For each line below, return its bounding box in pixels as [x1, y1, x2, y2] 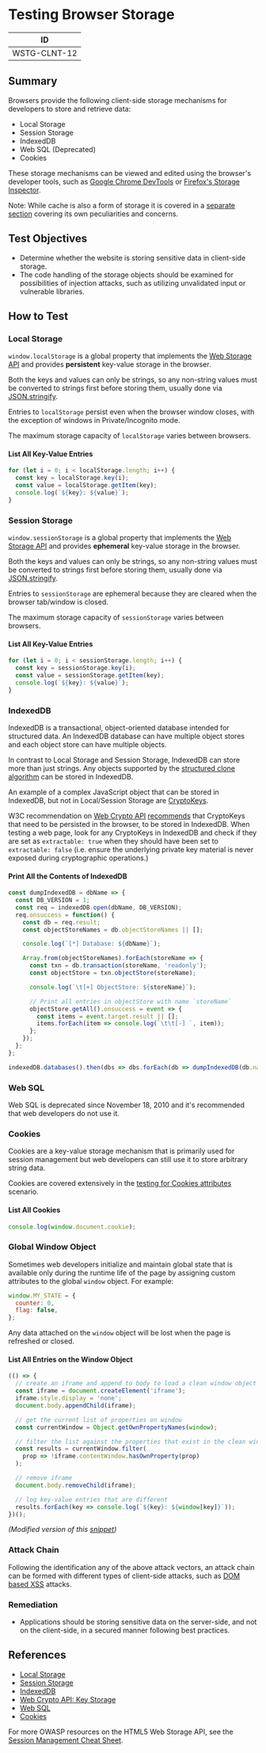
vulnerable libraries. [19, 287, 85, 296]
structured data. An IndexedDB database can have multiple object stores [8, 731, 245, 741]
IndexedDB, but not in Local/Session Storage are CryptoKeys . [8, 796, 209, 805]
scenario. [8, 1187, 39, 1197]
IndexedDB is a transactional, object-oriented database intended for [8, 723, 230, 732]
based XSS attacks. [8, 1579, 73, 1589]
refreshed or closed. [8, 1336, 75, 1346]
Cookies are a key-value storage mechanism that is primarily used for [8, 1146, 235, 1156]
